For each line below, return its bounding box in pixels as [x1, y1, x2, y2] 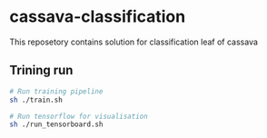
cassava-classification [9, 6, 186, 27]
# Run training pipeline [9, 86, 104, 96]
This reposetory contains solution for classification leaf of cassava [9, 36, 259, 47]
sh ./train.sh [9, 95, 64, 104]
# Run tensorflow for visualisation [9, 112, 148, 121]
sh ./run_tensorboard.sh [9, 120, 104, 129]
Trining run [9, 63, 74, 78]
